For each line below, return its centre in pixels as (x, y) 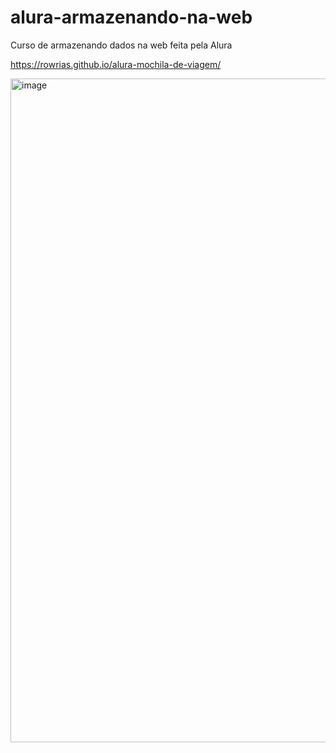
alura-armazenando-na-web (131, 17)
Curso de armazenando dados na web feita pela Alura (121, 45)
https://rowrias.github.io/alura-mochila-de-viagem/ (116, 64)
